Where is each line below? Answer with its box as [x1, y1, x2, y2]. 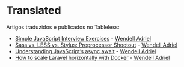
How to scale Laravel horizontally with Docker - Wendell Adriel [14, 54, 170, 61]
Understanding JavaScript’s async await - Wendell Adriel [14, 47, 156, 54]
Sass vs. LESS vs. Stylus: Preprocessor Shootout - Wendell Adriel [14, 41, 178, 48]
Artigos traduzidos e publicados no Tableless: [6, 23, 120, 31]
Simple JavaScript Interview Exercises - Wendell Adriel [14, 35, 152, 42]
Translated [6, 4, 61, 17]
